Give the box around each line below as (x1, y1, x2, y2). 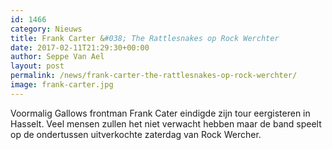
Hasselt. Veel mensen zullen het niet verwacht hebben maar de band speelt (10, 117, 322, 130)
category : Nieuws (10, 24, 83, 34)
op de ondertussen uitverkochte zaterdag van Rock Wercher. (10, 128, 262, 140)
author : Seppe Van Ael (10, 52, 105, 62)
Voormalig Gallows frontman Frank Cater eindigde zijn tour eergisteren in (10, 107, 311, 119)
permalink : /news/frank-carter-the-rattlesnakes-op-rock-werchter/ (10, 71, 298, 81)
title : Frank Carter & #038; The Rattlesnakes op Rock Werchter (10, 33, 280, 43)
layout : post (10, 61, 65, 71)
